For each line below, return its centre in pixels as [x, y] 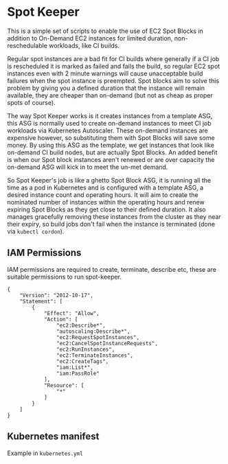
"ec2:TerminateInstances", [95, 355]
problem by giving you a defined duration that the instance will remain [106, 88]
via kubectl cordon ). [36, 231]
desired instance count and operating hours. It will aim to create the [103, 195]
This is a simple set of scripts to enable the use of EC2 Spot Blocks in [105, 31]
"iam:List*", [75, 367]
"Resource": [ [64, 385]
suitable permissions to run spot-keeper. [65, 277]
